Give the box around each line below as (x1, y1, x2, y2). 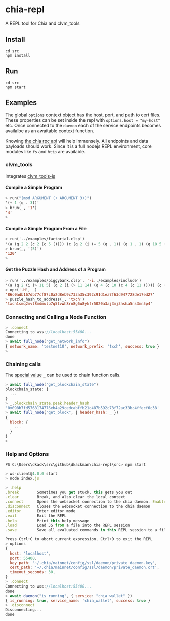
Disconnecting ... (5, 607, 42, 612)
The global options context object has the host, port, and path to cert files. (5, 112, 161, 118)
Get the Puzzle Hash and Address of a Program (5, 266, 106, 272)
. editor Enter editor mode (5, 508, 76, 513)
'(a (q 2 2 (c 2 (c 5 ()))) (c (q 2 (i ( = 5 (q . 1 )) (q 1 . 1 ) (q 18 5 (5, 241, 162, 247)
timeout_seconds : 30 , (10, 570, 56, 575)
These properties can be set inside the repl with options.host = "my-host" (5, 117, 161, 123)
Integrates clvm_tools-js (5, 172, 56, 179)
